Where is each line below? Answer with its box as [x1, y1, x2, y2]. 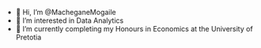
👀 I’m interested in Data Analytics [15, 16, 124, 25]
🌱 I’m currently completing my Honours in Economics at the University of [15, 24, 253, 33]
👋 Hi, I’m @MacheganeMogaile [15, 8, 116, 17]
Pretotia [15, 32, 42, 42]
